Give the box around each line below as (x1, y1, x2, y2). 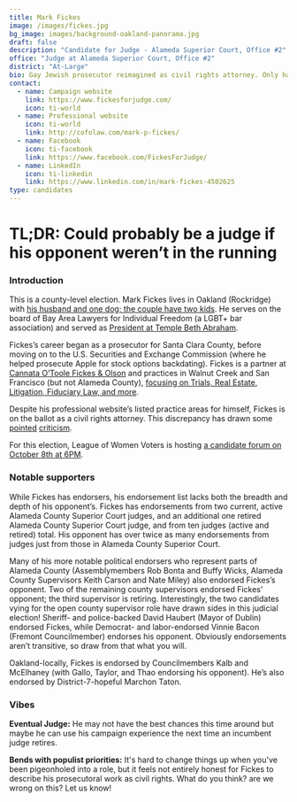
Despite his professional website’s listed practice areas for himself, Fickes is (9, 404, 286, 414)
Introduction (9, 274, 64, 287)
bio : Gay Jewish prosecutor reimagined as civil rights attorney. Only (9, 71, 278, 80)
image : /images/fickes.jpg (9, 21, 109, 30)
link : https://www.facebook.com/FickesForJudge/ (25, 152, 208, 162)
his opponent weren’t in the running (9, 243, 278, 263)
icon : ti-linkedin (25, 169, 93, 178)
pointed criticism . (9, 422, 72, 434)
